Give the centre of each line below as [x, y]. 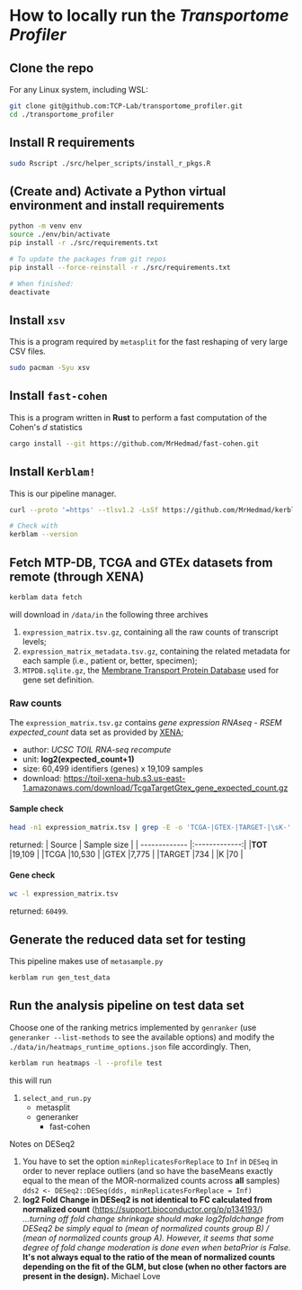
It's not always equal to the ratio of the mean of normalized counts [149, 1257]
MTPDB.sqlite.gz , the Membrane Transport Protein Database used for [151, 670]
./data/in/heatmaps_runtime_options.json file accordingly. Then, [130, 1046]
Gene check [32, 875]
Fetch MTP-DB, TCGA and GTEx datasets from [141, 562]
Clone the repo [52, 68]
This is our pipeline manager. [63, 493]
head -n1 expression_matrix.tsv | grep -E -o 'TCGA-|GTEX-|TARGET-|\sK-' [151, 828]
